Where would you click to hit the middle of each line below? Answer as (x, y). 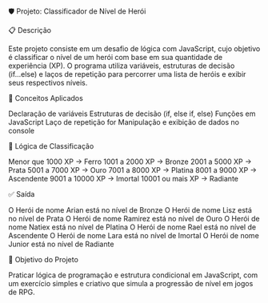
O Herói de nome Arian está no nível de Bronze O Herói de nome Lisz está (130, 210)
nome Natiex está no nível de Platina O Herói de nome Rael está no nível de (132, 227)
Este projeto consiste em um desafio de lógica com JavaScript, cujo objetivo (134, 49)
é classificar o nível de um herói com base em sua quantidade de (116, 57)
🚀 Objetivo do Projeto (43, 259)
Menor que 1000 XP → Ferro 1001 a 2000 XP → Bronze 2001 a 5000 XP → (130, 161)
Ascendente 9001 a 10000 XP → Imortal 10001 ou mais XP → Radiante (123, 179)
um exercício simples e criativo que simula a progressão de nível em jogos (131, 283)
